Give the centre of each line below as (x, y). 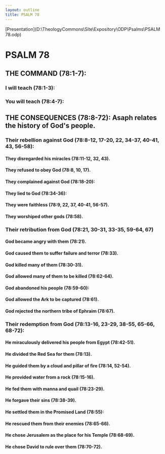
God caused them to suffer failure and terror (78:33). (62, 253)
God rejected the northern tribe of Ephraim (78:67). (60, 311)
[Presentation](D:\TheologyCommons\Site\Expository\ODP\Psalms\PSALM (83, 29)
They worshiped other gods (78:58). (44, 216)
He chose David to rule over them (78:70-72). (54, 446)
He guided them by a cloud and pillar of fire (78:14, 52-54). (68, 365)
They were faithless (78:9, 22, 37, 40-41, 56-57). (57, 205)
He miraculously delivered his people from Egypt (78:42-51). (70, 343)
